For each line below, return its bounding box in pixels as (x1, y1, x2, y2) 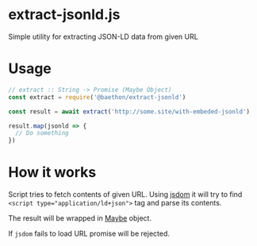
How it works (8, 163, 97, 182)
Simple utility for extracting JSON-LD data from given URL (8, 32, 198, 41)
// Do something (15, 129, 69, 137)
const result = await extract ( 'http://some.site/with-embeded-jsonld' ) (8, 107, 250, 116)
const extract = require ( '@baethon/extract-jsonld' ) (8, 93, 186, 101)
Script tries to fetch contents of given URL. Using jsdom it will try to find (8, 190, 243, 199)
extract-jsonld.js (8, 6, 121, 24)
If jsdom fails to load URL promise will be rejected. (8, 229, 171, 239)
